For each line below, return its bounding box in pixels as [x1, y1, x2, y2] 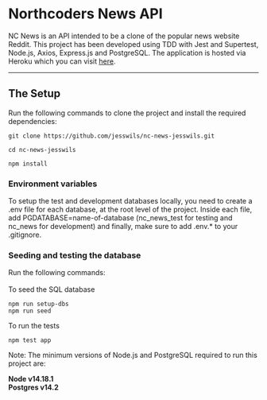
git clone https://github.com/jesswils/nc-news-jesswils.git [8, 132, 215, 140]
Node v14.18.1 [8, 375, 54, 384]
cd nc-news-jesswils [8, 146, 77, 153]
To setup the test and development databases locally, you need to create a [8, 196, 253, 206]
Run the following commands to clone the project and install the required [8, 108, 246, 118]
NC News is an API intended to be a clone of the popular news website [8, 31, 240, 41]
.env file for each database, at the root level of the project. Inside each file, [8, 204, 253, 215]
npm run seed [8, 307, 52, 315]
